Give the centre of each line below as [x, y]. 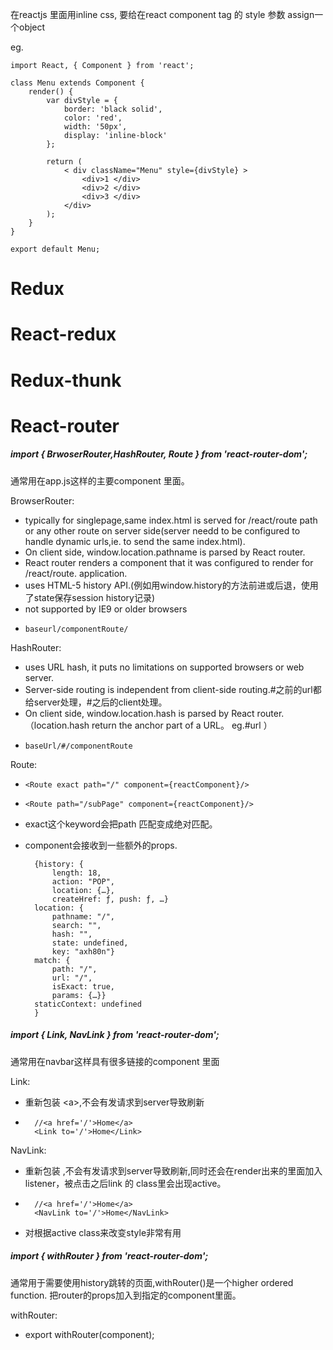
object [32, 27]
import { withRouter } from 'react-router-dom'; [109, 1256]
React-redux [63, 334]
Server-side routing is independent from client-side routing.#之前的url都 [173, 689]
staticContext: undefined [88, 1004]
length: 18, [76, 873]
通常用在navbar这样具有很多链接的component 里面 [115, 1061]
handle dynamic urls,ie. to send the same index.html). [135, 541]
